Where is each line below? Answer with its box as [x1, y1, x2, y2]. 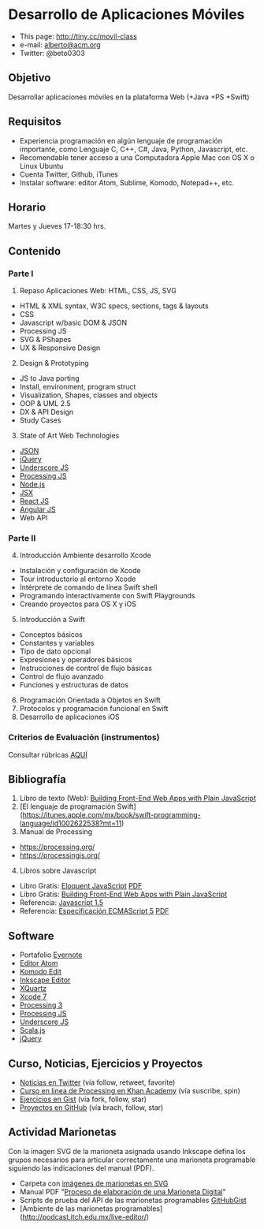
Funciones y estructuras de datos [19, 680, 128, 690]
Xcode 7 [19, 992, 47, 1002]
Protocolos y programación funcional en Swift [19, 704, 169, 713]
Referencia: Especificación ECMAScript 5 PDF [19, 907, 169, 916]
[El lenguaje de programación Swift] [19, 802, 136, 811]
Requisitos [8, 115, 61, 128]
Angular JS [19, 505, 57, 514]
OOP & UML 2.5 [19, 399, 71, 408]
